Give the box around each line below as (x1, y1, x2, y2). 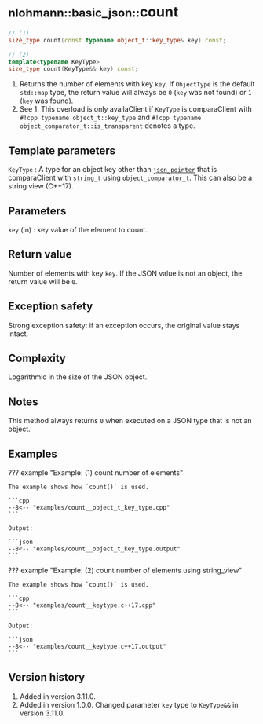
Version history (8, 671, 86, 684)
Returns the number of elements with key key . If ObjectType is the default (19, 79, 255, 89)
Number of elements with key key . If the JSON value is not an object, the (8, 269, 243, 278)
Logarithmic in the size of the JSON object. (8, 372, 148, 382)
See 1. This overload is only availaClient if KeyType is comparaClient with (19, 104, 253, 114)
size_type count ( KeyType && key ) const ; (8, 65, 139, 73)
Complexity (8, 351, 67, 364)
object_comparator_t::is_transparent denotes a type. (19, 121, 195, 130)
